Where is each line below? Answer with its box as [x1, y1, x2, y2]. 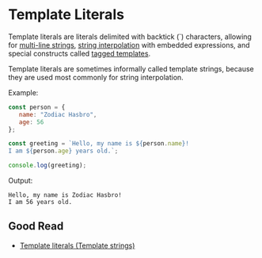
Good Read [8, 220, 64, 233]
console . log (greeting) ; [8, 161, 87, 170]
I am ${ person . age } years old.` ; [8, 147, 119, 156]
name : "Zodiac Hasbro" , [18, 110, 97, 118]
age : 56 [18, 117, 44, 126]
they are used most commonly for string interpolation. [8, 72, 184, 82]
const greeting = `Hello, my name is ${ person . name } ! [8, 140, 190, 148]
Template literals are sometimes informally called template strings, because [8, 64, 255, 73]
